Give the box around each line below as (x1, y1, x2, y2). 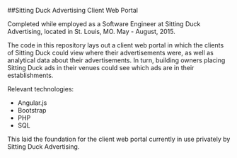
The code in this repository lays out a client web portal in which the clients (7, 41, 224, 49)
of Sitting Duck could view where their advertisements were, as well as (7, 49, 214, 57)
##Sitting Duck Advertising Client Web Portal (7, 6, 138, 14)
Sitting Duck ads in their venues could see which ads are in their (7, 64, 195, 72)
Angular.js (17, 98, 47, 107)
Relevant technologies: (7, 85, 74, 93)
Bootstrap (17, 106, 47, 114)
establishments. (7, 71, 54, 79)
